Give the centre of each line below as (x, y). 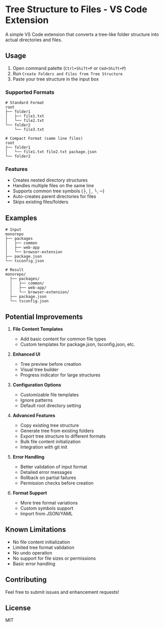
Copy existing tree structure (49, 425)
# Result (15, 270)
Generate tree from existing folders (57, 431)
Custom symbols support (47, 508)
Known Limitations (36, 530)
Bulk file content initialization (50, 441)
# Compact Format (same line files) (44, 139)
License (18, 608)
